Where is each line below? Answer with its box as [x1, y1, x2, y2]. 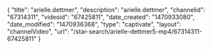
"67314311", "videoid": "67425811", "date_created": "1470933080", [7, 13, 195, 21]
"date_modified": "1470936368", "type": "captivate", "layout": [7, 20, 182, 28]
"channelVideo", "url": [7, 27, 70, 35]
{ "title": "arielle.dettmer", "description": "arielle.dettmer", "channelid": [7, 6, 206, 14]
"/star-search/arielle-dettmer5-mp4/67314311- [71, 27, 202, 35]
